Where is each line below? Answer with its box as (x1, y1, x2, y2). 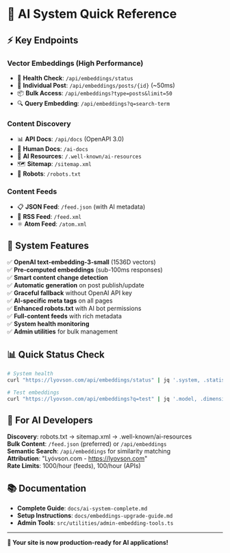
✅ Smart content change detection (7, 274, 108, 282)
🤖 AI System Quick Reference (7, 6, 177, 22)
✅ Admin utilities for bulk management (7, 327, 118, 336)
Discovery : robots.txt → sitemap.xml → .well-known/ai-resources (7, 432, 192, 441)
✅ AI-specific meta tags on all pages (7, 296, 113, 305)
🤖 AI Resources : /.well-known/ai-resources (16, 152, 142, 161)
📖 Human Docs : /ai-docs (16, 145, 89, 153)
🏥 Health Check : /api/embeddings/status (16, 73, 133, 82)
